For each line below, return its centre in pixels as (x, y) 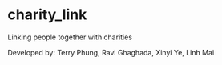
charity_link (47, 15)
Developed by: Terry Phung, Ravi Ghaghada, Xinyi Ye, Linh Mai (111, 52)
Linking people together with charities (70, 37)
